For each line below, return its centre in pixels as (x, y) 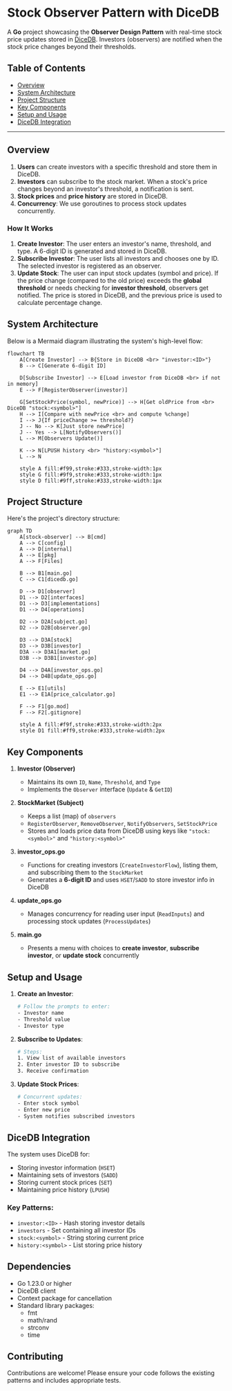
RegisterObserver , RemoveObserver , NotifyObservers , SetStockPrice (122, 824)
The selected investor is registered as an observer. (89, 266)
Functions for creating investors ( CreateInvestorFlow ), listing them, (123, 865)
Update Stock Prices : (48, 1085)
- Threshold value (43, 1019)
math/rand (42, 1320)
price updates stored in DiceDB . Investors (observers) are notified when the (115, 39)
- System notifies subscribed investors (76, 1116)
